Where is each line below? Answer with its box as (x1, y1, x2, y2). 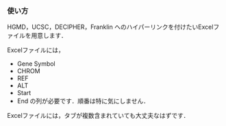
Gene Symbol (16, 60, 56, 68)
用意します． (30, 32, 67, 40)
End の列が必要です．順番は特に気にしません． (16, 97, 150, 105)
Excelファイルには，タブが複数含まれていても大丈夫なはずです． (7, 112, 190, 120)
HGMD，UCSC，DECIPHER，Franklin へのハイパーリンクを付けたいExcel (7, 23, 214, 32)
